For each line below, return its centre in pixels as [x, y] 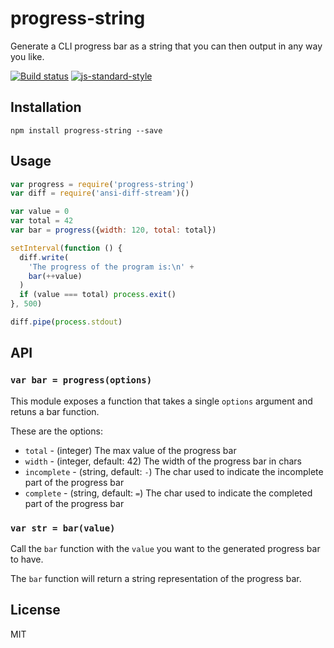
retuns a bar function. [55, 411]
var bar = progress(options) [81, 380]
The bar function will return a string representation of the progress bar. [156, 578]
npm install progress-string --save [86, 130]
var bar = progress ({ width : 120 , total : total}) [113, 230]
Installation [46, 107]
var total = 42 [42, 221]
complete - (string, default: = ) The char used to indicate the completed [168, 493]
